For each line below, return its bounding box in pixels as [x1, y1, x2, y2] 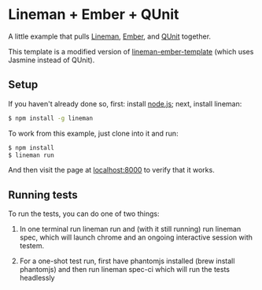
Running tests [8, 188, 79, 202]
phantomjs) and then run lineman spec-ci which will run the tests [19, 265, 231, 274]
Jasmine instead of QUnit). [8, 55, 95, 65]
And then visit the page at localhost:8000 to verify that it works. [8, 165, 215, 175]
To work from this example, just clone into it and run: [8, 128, 179, 138]
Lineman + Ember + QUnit [8, 6, 179, 24]
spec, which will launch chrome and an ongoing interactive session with [19, 232, 253, 242]
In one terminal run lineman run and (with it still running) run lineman [19, 225, 242, 234]
